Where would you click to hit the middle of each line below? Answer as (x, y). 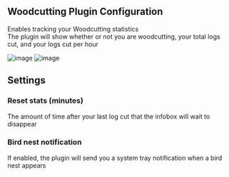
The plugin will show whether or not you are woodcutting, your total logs (114, 36)
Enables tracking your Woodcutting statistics (73, 29)
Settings (27, 80)
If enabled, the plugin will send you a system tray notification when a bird (115, 158)
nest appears (27, 165)
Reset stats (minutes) (45, 101)
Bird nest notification (45, 142)
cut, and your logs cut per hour (53, 44)
